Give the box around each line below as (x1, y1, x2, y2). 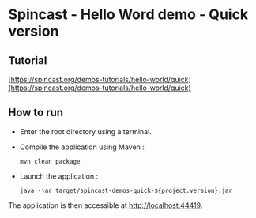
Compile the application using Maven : (19, 142, 145, 152)
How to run (8, 106, 64, 119)
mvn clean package (19, 157, 81, 165)
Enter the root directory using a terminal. (19, 126, 152, 136)
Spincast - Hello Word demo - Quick (8, 6, 249, 24)
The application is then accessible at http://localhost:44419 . (8, 200, 203, 210)
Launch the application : (19, 171, 99, 181)
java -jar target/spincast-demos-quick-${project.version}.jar (19, 186, 233, 194)
